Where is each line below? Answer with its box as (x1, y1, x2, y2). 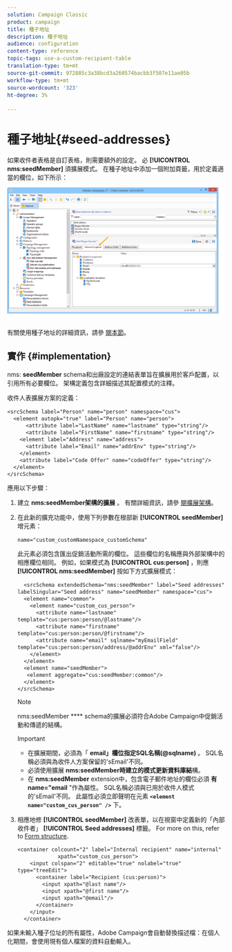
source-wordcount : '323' (7, 84, 79, 91)
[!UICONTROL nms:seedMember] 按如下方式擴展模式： (17, 567, 177, 575)
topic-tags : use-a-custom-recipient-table (7, 55, 131, 62)
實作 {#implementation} (7, 351, 112, 362)
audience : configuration (7, 40, 79, 48)
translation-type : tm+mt (7, 62, 79, 69)
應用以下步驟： (7, 484, 50, 492)
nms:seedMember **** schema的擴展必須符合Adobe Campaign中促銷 (17, 712, 217, 720)
